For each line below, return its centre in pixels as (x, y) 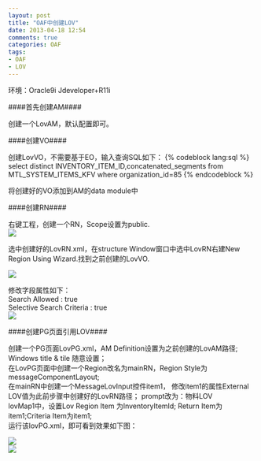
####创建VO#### (37, 140)
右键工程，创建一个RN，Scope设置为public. (79, 224)
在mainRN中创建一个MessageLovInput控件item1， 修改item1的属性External (129, 386)
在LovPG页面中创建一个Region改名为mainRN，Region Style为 (108, 368)
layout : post (29, 15)
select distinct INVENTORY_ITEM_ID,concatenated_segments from (116, 165)
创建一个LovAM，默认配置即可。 (61, 124)
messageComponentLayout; (54, 377)
